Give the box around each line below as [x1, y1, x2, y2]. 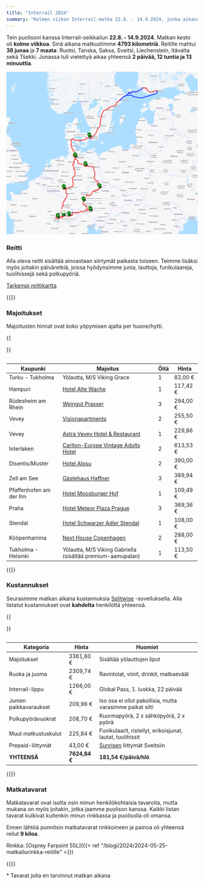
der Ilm [8, 493, 27, 500]
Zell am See [8, 475, 38, 482]
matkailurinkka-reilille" [6, 849, 63, 856]
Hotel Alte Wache [63, 385, 106, 393]
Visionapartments [63, 415, 107, 422]
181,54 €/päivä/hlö [99, 753, 150, 761]
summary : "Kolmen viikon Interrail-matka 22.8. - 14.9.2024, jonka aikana [6, 16, 200, 22]
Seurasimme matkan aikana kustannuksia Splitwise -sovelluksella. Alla [6, 595, 182, 602]
